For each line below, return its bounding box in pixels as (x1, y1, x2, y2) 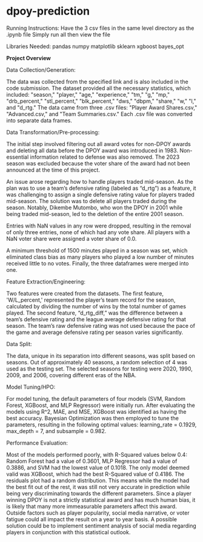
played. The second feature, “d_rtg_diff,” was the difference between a (6, 309, 183, 316)
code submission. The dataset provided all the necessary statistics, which (6, 84, 191, 92)
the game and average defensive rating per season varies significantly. (6, 328, 184, 336)
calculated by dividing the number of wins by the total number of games (6, 302, 187, 310)
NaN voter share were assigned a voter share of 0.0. (6, 235, 137, 242)
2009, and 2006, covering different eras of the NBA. (6, 371, 137, 378)
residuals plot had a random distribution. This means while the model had (6, 476, 190, 484)
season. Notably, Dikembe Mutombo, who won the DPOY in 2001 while (6, 204, 183, 211)
